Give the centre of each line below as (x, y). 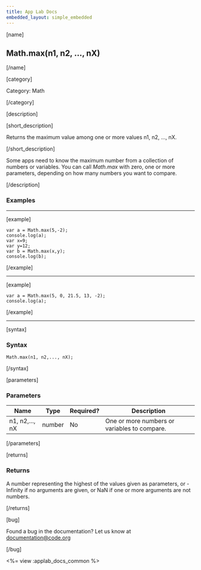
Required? (85, 411)
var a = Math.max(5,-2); (37, 230)
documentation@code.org (38, 538)
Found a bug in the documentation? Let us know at (69, 531)
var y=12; (19, 246)
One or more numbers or (140, 421)
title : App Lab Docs (32, 12)
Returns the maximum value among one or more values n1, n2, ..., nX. (92, 137)
